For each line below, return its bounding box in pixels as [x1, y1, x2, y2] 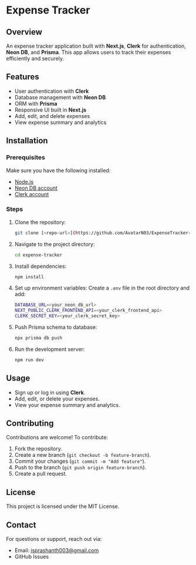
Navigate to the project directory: [14, 240, 95, 247]
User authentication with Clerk [14, 88, 89, 95]
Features [6, 72, 39, 82]
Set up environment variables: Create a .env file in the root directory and [14, 284, 190, 291]
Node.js [14, 178, 34, 185]
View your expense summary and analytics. [14, 401, 120, 408]
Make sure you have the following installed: [6, 167, 111, 174]
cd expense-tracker [14, 252, 63, 258]
